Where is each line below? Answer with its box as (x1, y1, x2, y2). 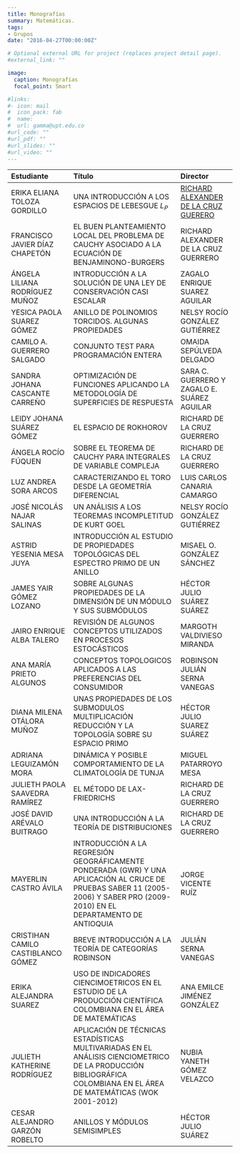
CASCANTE (11, 388, 51, 398)
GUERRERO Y (180, 376, 226, 386)
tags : (7, 24, 24, 31)
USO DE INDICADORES (73, 969, 151, 979)
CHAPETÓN (11, 249, 51, 259)
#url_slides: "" (7, 142, 56, 149)
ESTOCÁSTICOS (73, 644, 129, 654)
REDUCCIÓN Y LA (73, 721, 134, 731)
